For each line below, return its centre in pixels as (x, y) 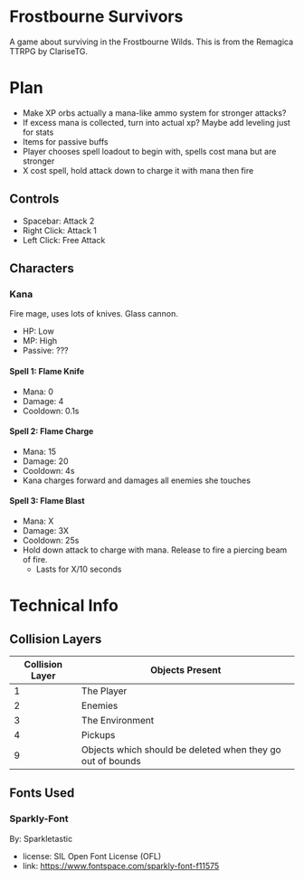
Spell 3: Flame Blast (47, 501)
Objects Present (186, 669)
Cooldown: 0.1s (51, 411)
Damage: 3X (46, 530)
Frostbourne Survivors (96, 17)
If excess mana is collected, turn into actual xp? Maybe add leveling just (157, 122)
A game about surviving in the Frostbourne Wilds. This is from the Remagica (152, 42)
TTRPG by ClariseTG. (49, 51)
